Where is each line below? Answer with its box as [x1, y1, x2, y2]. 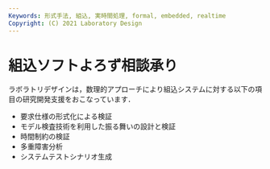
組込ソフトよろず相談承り [8, 56, 179, 75]
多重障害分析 [19, 142, 63, 151]
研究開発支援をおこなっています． [22, 94, 135, 105]
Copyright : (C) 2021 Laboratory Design [8, 19, 143, 27]
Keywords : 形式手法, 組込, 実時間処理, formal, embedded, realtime [8, 11, 226, 20]
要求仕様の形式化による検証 [19, 112, 113, 122]
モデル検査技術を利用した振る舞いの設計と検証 [19, 122, 176, 131]
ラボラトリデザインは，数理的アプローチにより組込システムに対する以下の [8, 84, 255, 94]
